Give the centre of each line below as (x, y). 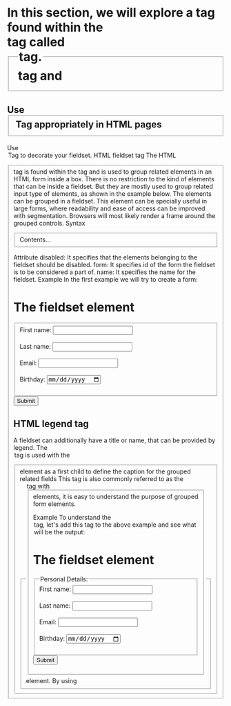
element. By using (51, 681)
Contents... (35, 239)
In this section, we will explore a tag (111, 13)
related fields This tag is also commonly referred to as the (102, 478)
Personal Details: (64, 579)
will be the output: (59, 532)
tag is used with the (42, 455)
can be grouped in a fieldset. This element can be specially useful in (110, 201)
